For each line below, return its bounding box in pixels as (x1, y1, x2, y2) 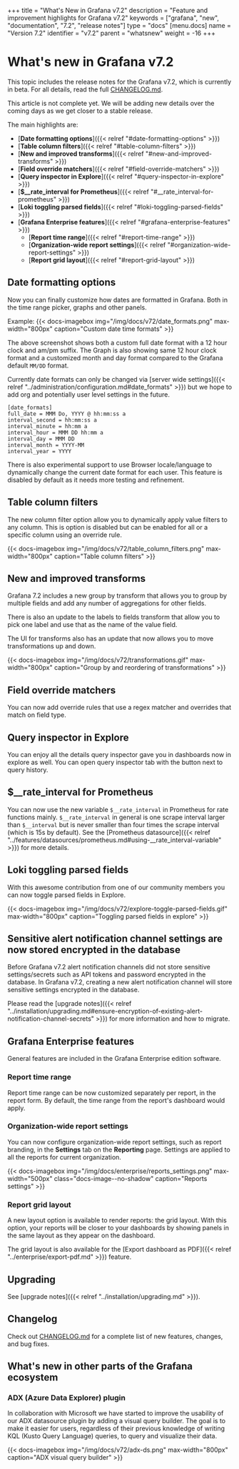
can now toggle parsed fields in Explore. (7, 890, 126, 899)
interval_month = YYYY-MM (7, 441, 84, 449)
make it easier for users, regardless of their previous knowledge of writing (7, 1424, 225, 1433)
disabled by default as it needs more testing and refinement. (7, 475, 185, 484)
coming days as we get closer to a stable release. (7, 107, 153, 115)
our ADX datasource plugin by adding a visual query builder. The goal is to (7, 1417, 226, 1425)
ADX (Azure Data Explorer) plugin (7, 1393, 126, 1403)
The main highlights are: (7, 120, 78, 129)
